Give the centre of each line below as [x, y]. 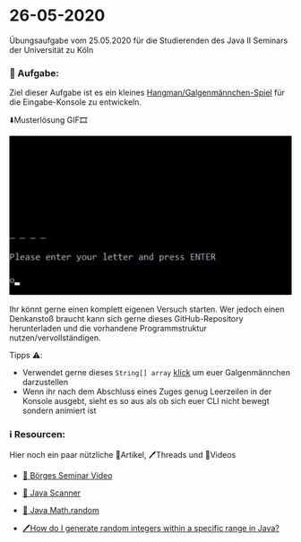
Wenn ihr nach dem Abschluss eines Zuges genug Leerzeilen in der [147, 391]
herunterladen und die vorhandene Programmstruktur [108, 328]
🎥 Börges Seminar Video [67, 476]
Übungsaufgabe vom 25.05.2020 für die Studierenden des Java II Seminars [149, 40]
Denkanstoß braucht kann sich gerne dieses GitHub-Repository [126, 318]
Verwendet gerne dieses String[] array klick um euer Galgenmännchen [156, 372]
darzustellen [45, 382]
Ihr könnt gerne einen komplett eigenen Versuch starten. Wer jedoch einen [147, 309]
